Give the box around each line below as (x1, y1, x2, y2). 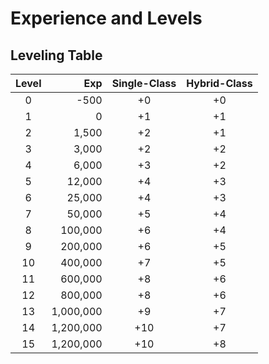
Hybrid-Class (186, 77, 253, 90)
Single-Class (111, 77, 177, 90)
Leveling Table (10, 47, 103, 64)
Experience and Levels (10, 7, 203, 30)
